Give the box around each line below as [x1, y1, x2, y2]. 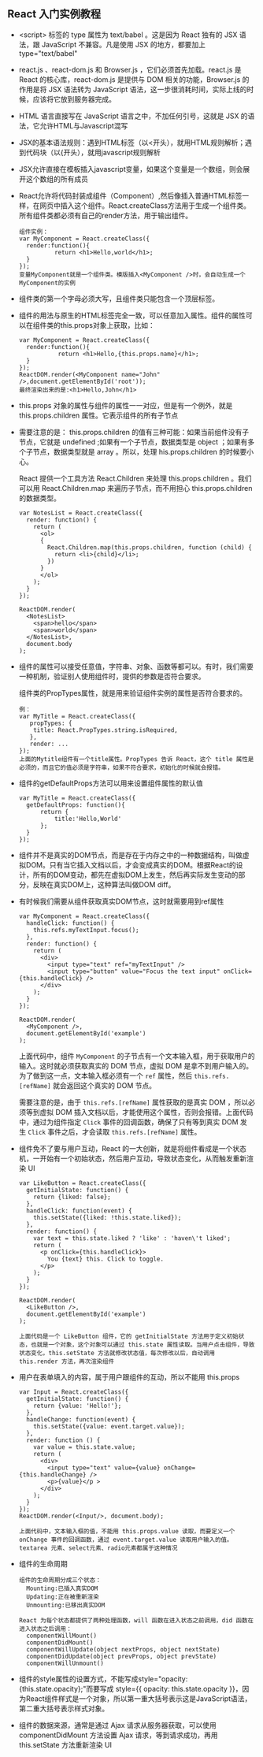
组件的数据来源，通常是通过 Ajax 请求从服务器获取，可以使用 [18, 1720, 217, 1729]
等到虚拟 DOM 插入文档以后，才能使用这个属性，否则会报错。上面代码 [25, 1107, 254, 1116]
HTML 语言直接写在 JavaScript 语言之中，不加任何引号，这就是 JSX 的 [18, 111, 249, 121]
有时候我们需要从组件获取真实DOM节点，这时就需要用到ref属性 [18, 897, 224, 906]
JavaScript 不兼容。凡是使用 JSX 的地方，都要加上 [41, 39, 206, 49]
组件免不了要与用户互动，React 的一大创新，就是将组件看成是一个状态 [18, 1143, 247, 1153]
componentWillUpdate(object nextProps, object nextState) [26, 1645, 220, 1653]
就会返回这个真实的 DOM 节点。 [53, 1080, 157, 1090]
